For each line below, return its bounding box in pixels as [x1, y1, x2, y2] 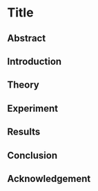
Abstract [7, 32, 46, 44]
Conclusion [7, 150, 58, 161]
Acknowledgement [7, 172, 91, 184]
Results [7, 126, 41, 138]
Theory [7, 79, 40, 91]
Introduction [7, 55, 62, 67]
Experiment [7, 102, 59, 114]
